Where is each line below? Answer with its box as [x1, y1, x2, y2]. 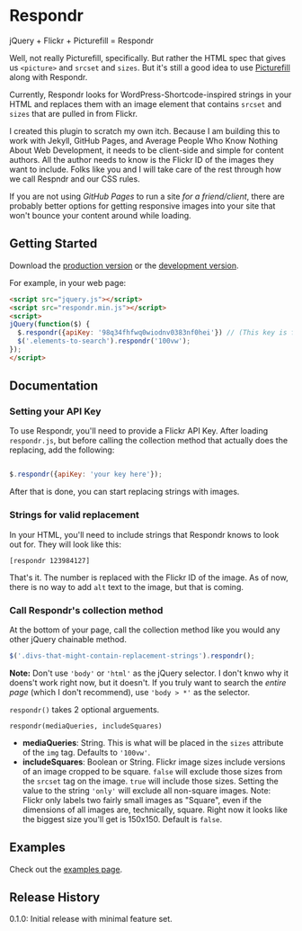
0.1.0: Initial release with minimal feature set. [9, 914, 173, 925]
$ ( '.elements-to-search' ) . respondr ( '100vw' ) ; [17, 336, 191, 346]
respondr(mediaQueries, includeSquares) [9, 721, 164, 730]
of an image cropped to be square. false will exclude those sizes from [22, 765, 283, 776]
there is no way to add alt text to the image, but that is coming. [9, 581, 244, 592]
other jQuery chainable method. [9, 633, 128, 644]
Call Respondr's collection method [9, 604, 164, 616]
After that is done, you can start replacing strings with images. [9, 487, 240, 497]
